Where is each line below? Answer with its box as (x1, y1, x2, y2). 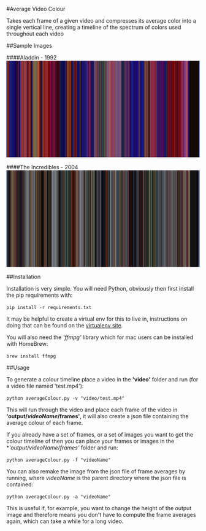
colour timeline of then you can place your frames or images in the (6, 438, 175, 445)
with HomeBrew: (6, 340, 48, 347)
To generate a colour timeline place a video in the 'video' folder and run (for (6, 376, 199, 383)
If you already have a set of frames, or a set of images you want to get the (6, 431, 194, 438)
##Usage (6, 364, 30, 371)
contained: (6, 481, 34, 488)
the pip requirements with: (6, 291, 73, 299)
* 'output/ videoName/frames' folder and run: (6, 444, 118, 451)
